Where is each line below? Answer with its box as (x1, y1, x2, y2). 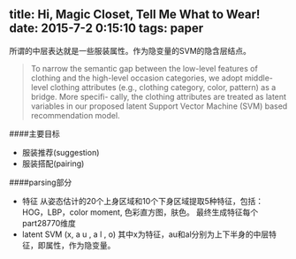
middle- (244, 72, 274, 83)
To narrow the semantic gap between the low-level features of (30, 63, 258, 73)
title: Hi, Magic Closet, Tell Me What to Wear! (9, 7, 261, 22)
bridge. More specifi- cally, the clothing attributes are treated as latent (30, 91, 287, 102)
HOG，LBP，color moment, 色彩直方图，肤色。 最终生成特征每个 (21, 207, 259, 217)
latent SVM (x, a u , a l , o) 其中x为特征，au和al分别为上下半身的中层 (21, 229, 269, 240)
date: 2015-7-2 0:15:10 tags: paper (9, 21, 204, 36)
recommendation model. (30, 110, 121, 120)
